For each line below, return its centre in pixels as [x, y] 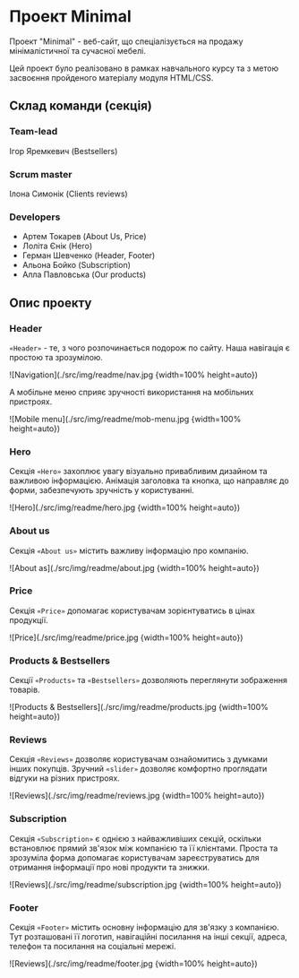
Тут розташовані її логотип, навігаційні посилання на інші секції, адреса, [149, 936]
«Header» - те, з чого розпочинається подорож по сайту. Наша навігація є [150, 348]
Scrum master [41, 174]
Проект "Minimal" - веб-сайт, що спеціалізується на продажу [126, 41]
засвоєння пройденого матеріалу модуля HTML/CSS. [111, 77]
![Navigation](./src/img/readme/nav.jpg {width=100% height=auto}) [133, 375]
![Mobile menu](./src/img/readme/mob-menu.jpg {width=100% [125, 419]
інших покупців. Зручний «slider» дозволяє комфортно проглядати [138, 769]
